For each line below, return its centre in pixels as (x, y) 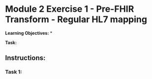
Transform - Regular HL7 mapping (76, 19)
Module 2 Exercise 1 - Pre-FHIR (70, 9)
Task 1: (14, 72)
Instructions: (25, 58)
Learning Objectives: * (29, 33)
